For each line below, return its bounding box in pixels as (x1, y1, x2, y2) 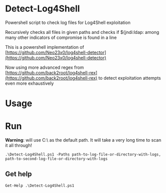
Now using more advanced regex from (5, 64, 84, 70)
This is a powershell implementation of (5, 44, 84, 50)
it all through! (5, 143, 32, 149)
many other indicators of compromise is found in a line (5, 34, 117, 40)
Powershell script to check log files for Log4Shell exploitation (5, 19, 131, 25)
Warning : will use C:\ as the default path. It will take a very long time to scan (5, 137, 162, 143)
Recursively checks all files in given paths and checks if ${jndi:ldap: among (5, 29, 160, 35)
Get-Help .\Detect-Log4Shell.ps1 (5, 183, 75, 188)
